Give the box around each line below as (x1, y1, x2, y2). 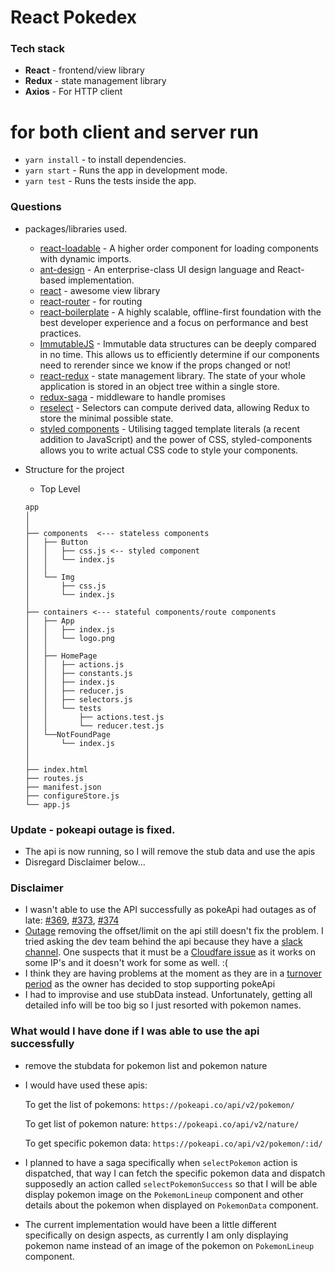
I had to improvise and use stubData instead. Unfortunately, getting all (24, 989, 313, 1001)
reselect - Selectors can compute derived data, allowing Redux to (39, 401, 310, 413)
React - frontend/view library (24, 64, 145, 76)
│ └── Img (24, 572, 75, 582)
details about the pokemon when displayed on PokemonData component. (24, 1199, 319, 1211)
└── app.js (24, 799, 71, 810)
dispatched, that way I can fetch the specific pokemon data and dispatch (24, 1167, 326, 1179)
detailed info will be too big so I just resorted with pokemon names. (24, 999, 302, 1011)
